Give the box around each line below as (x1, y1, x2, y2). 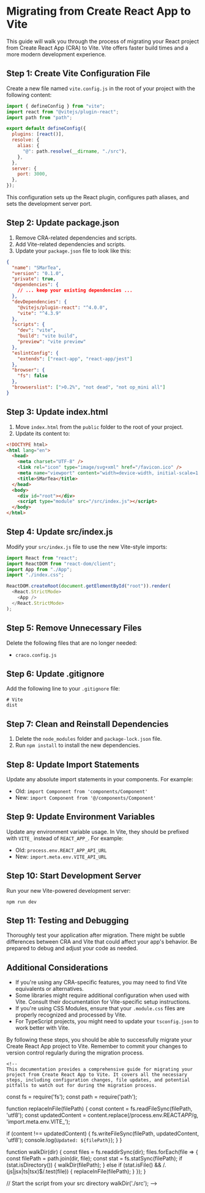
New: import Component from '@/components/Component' (15, 793, 156, 801)
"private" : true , (12, 276, 56, 282)
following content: (6, 91, 52, 99)
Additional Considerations (6, 962, 108, 972)
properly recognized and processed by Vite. (15, 1011, 127, 1018)
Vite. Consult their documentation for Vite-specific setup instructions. (15, 998, 191, 1006)
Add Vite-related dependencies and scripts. (15, 240, 126, 248)
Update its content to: (15, 430, 70, 437)
